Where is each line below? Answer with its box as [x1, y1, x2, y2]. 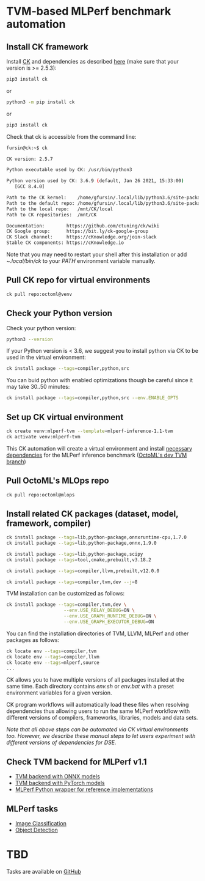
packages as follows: [6, 636, 60, 643]
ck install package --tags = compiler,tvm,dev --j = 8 [6, 579, 138, 585]
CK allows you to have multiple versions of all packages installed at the [6, 676, 185, 684]
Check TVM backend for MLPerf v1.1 [6, 756, 148, 767]
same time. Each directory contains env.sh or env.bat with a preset [6, 683, 174, 690]
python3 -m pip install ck [6, 99, 75, 105]
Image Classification [15, 820, 67, 827]
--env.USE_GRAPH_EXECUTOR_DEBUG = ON [63, 619, 154, 625]
